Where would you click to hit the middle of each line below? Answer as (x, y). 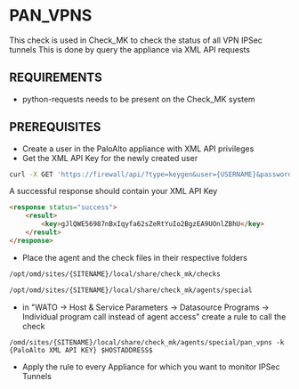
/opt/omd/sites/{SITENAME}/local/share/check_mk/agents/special (131, 290)
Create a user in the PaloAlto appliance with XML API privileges (138, 149)
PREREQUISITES (55, 127)
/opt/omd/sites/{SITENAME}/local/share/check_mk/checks (115, 274)
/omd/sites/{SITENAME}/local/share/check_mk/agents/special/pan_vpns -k (147, 342)
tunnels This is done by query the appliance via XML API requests (130, 49)
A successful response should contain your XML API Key (113, 191)
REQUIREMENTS (56, 78)
